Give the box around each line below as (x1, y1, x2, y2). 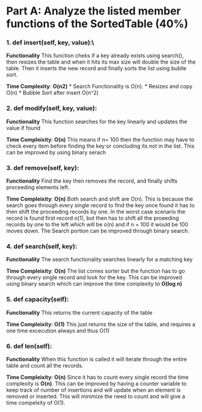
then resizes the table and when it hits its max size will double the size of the (6, 58, 196, 65)
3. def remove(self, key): (6, 163, 79, 172)
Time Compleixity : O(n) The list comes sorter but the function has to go (6, 267, 185, 274)
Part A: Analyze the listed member (6, 4, 182, 18)
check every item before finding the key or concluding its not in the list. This (6, 142, 195, 150)
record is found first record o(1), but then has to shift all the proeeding (6, 214, 179, 222)
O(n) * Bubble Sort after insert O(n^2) (6, 89, 99, 97)
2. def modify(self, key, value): (6, 104, 97, 112)
